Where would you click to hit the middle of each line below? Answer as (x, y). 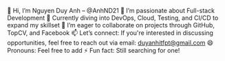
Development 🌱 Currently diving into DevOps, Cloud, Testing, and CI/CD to (113, 18)
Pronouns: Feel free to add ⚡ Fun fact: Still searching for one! (94, 50)
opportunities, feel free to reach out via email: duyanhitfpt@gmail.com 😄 (110, 42)
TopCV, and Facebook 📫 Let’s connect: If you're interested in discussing (110, 33)
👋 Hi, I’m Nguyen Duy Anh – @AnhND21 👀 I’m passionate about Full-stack (111, 11)
